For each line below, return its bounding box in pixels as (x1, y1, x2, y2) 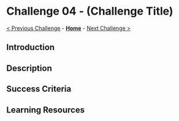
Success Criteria (6, 84, 72, 94)
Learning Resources (6, 105, 85, 115)
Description (6, 63, 52, 73)
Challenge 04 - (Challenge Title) (6, 4, 173, 18)
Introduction (6, 42, 55, 53)
